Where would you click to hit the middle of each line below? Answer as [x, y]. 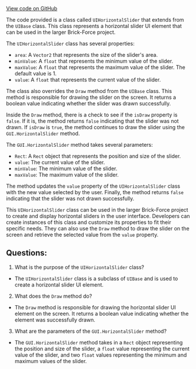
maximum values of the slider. [51, 361]
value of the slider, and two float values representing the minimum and [101, 355]
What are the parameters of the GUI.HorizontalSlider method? [90, 331]
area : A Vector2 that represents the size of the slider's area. [86, 55]
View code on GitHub [32, 8]
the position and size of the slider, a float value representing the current [102, 349]
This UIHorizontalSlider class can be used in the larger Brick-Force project [97, 210]
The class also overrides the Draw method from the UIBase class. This [89, 91]
